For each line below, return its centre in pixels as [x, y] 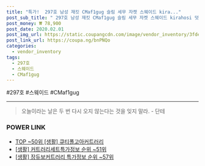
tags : [13, 57]
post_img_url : [24, 35]
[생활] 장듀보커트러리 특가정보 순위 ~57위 [64, 157]
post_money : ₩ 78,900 [34, 23]
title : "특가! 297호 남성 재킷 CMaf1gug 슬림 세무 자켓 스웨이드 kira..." [94, 12]
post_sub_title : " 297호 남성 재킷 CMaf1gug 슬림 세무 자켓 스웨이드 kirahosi [99, 18]
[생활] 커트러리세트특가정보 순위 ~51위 [61, 149]
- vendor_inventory [37, 52]
